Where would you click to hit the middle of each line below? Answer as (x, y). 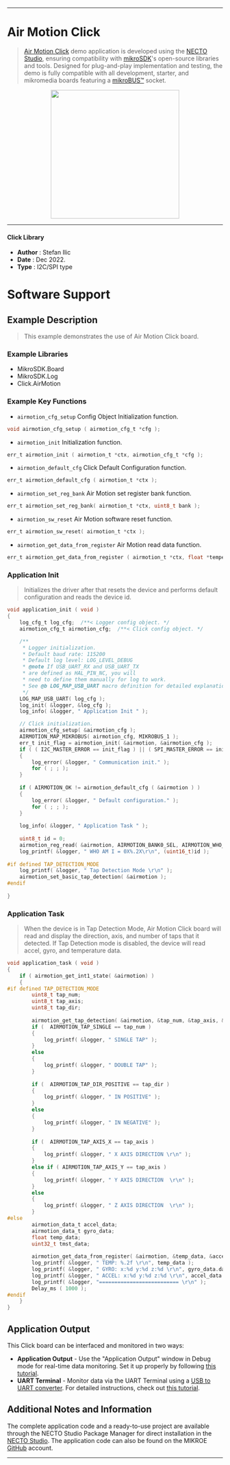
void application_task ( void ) (53, 963)
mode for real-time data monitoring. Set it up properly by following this (116, 1366)
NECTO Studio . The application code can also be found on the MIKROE (107, 1440)
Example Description (52, 320)
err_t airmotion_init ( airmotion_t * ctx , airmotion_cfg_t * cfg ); (105, 455)
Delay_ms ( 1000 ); (60, 1288)
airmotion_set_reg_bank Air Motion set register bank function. (104, 493)
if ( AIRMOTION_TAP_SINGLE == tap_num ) (92, 1027)
